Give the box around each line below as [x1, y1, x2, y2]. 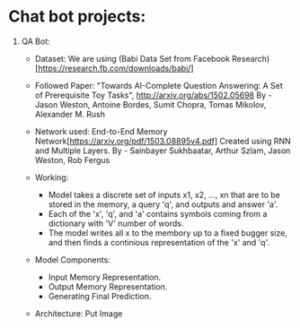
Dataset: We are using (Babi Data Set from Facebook [34, 53, 231, 64]
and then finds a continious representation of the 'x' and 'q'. [48, 237, 270, 247]
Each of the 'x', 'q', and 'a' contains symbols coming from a [48, 208, 268, 219]
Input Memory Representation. [48, 272, 162, 282]
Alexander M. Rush [34, 108, 105, 119]
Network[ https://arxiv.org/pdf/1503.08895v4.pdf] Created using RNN [34, 135, 291, 146]
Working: [34, 172, 69, 183]
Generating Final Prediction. [48, 290, 152, 301]
